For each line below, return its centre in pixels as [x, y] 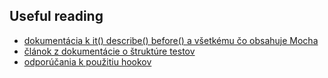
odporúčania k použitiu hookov [87, 61]
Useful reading [56, 16]
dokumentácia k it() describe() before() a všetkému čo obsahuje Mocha [171, 40]
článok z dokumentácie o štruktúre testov [109, 51]
